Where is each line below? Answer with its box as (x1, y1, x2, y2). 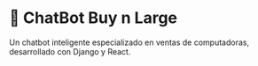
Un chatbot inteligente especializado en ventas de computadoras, (9, 37, 250, 48)
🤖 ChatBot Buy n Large (9, 8, 177, 28)
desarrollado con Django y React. (9, 46, 131, 56)
